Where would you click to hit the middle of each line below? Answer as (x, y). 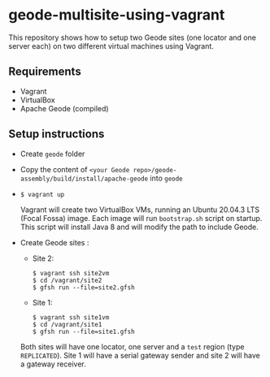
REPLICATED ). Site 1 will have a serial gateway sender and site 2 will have (140, 355)
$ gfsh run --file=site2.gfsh (84, 287)
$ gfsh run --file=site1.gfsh (84, 331)
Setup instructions (57, 134)
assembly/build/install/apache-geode (84, 179)
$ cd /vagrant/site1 (67, 324)
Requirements (45, 72)
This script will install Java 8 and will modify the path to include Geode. (139, 227)
